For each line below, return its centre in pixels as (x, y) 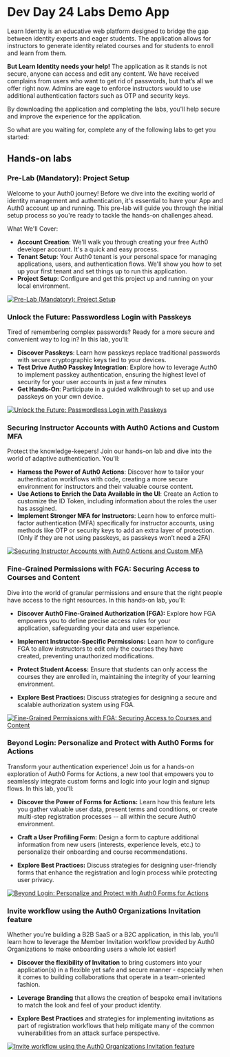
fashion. (29, 985)
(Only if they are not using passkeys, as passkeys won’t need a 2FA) (114, 538)
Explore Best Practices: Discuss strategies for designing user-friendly (117, 865)
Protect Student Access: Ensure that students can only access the (112, 669)
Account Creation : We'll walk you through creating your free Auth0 (113, 242)
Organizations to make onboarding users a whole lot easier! (92, 949)
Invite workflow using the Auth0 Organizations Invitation (104, 911)
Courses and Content (44, 578)
